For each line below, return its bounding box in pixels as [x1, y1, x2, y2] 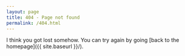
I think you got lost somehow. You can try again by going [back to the [6, 37, 180, 44]
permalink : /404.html [6, 20, 61, 26]
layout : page [6, 8, 39, 15]
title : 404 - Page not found [6, 14, 80, 20]
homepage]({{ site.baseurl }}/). [6, 43, 84, 50]
